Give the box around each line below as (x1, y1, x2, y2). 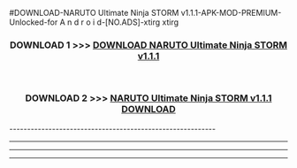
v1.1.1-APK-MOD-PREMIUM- (180, 8, 282, 18)
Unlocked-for (9, 17, 58, 27)
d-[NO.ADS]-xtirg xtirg (96, 17, 179, 27)
